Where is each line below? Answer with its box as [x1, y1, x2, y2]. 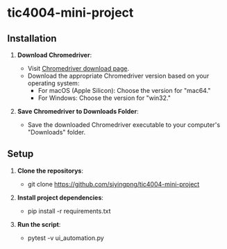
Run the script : [17, 220, 61, 228]
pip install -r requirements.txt [27, 207, 111, 215]
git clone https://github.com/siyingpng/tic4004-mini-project [27, 180, 200, 188]
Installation [7, 33, 57, 44]
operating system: [27, 79, 80, 87]
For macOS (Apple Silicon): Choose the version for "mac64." [37, 87, 211, 94]
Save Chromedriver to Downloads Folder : [17, 108, 139, 115]
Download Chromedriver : [17, 51, 92, 59]
